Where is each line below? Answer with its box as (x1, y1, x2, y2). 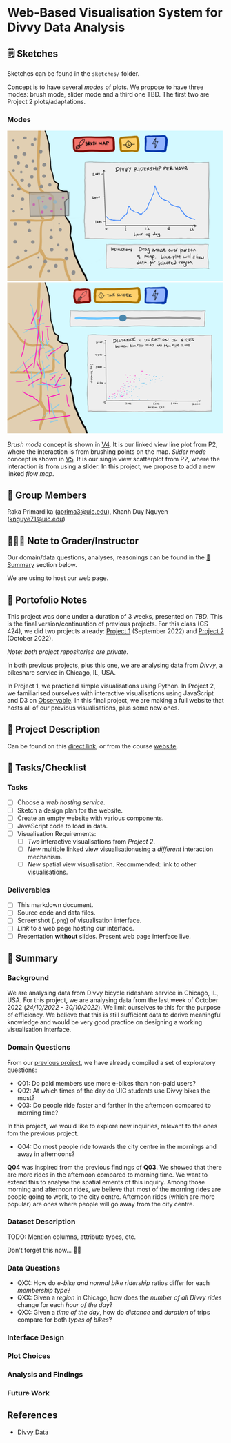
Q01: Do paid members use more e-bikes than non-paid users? (17, 1079, 197, 1087)
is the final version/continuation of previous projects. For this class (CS (7, 619, 208, 628)
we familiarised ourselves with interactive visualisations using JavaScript (7, 688, 214, 697)
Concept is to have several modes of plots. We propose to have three (7, 83, 204, 91)
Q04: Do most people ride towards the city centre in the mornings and (17, 1142, 217, 1151)
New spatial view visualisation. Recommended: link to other (27, 860, 197, 868)
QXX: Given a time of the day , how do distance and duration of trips (17, 1308, 210, 1317)
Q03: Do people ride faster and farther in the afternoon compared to (17, 1101, 212, 1109)
